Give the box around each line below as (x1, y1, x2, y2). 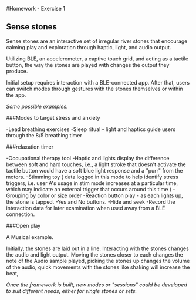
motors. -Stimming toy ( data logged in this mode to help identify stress (6, 173, 179, 180)
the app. (6, 91, 26, 99)
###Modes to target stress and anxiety (6, 114, 100, 121)
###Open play (6, 222, 41, 229)
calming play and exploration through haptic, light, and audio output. (6, 43, 171, 50)
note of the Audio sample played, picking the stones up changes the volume (6, 257, 190, 264)
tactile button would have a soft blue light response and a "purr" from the (6, 167, 183, 174)
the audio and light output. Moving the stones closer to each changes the (6, 251, 183, 258)
